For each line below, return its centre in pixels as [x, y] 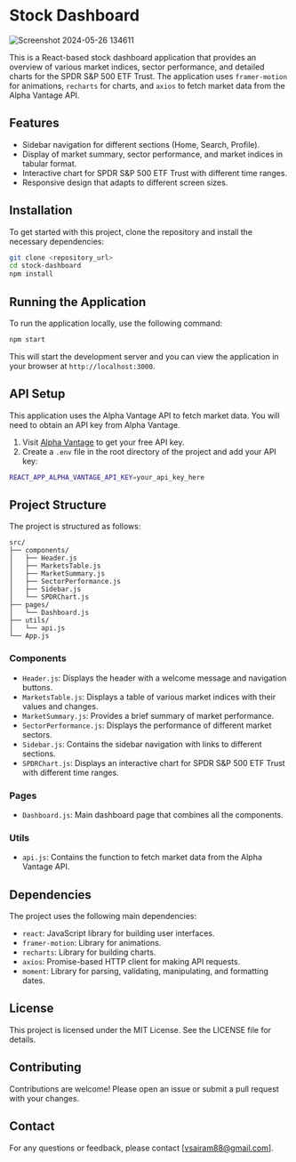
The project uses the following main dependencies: [103, 916]
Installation [41, 210]
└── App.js [29, 636]
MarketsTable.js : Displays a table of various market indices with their [149, 697]
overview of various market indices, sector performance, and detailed [137, 67]
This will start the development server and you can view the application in [144, 356]
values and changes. [60, 706]
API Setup [37, 394]
